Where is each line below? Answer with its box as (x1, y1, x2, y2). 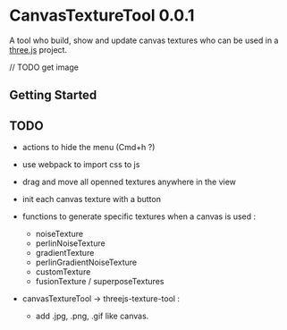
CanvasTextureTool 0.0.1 (9, 5, 195, 26)
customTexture (35, 267, 91, 277)
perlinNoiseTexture (35, 238, 106, 249)
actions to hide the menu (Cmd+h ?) (21, 142, 156, 153)
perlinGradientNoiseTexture (35, 257, 137, 268)
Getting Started (9, 88, 97, 103)
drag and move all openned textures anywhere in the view (21, 176, 237, 188)
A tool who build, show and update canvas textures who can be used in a (9, 35, 279, 46)
